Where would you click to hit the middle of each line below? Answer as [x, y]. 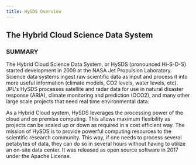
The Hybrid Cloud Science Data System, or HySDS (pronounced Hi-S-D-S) [96, 64]
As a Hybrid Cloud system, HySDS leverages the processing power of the [94, 113]
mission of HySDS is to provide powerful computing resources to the [89, 131]
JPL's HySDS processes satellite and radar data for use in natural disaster [95, 89]
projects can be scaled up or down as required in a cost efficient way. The [95, 125]
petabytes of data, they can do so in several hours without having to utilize [96, 144]
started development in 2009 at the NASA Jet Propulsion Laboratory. [89, 71]
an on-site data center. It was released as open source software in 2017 [92, 150]
